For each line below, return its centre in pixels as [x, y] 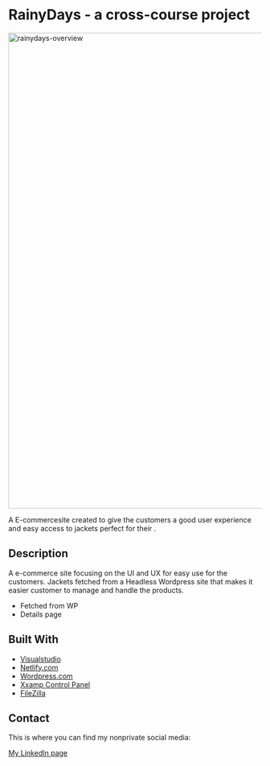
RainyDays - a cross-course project [129, 15]
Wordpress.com [47, 676]
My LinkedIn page [38, 753]
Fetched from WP [49, 605]
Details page [41, 614]
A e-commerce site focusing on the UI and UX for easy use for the [118, 573]
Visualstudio [41, 659]
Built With [33, 639]
